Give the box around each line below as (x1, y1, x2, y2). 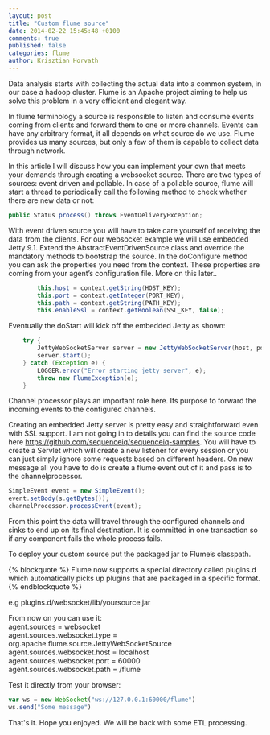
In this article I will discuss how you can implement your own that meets (8, 161, 247, 171)
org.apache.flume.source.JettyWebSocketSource (8, 639, 173, 648)
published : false (8, 42, 67, 50)
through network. (8, 146, 66, 155)
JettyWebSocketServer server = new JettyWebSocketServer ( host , (37, 344, 253, 353)
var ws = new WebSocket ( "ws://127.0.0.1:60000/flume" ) (8, 696, 196, 704)
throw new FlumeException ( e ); (37, 374, 138, 382)
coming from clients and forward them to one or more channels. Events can (8, 120, 259, 130)
